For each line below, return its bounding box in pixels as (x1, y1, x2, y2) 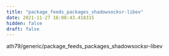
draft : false (6, 26, 40, 32)
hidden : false (6, 20, 43, 26)
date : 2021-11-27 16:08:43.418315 (6, 15, 95, 21)
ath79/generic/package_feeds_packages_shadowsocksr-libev (6, 43, 163, 50)
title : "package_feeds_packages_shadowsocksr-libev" (6, 9, 144, 15)
